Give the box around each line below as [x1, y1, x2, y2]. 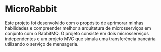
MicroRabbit [5, 3, 57, 15]
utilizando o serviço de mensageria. [5, 41, 79, 47]
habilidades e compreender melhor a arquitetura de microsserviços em [5, 25, 151, 31]
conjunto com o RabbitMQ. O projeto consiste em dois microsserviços [5, 30, 149, 36]
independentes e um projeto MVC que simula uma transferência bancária [5, 36, 156, 42]
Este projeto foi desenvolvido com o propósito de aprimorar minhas [5, 20, 144, 26]
